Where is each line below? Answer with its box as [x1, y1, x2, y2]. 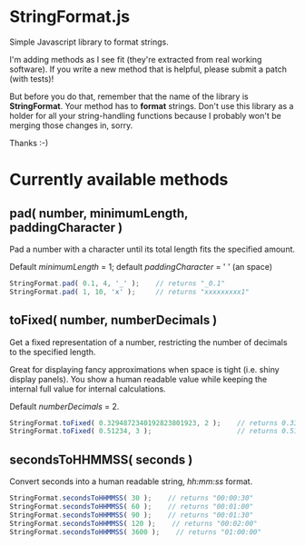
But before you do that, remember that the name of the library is [9, 91, 249, 102]
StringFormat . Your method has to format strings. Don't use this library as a [9, 100, 294, 111]
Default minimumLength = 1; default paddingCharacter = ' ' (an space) [9, 261, 273, 272]
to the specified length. [9, 346, 96, 357]
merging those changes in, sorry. [9, 120, 133, 131]
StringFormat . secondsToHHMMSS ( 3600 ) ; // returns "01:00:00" [9, 527, 261, 537]
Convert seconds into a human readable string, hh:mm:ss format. [9, 476, 253, 487]
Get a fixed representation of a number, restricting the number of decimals [9, 336, 288, 347]
